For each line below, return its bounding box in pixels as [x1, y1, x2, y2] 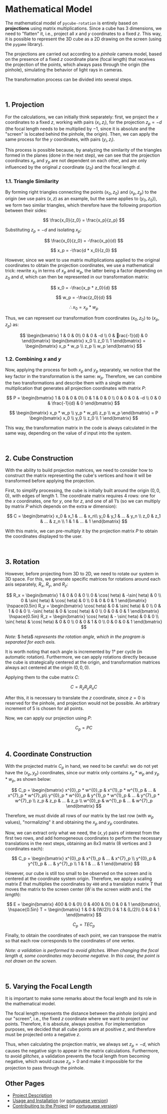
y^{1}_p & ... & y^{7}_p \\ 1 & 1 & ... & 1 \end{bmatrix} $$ [28, 861, 140, 867]
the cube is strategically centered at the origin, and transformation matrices [5, 659, 161, 665]
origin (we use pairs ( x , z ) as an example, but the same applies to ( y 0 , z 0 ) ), [5, 196, 158, 203]
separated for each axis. [5, 639, 56, 645]
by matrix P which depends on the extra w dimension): [5, 503, 117, 509]
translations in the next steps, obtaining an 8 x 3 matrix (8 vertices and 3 [5, 841, 152, 847]
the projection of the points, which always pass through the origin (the [5, 61, 150, 67]
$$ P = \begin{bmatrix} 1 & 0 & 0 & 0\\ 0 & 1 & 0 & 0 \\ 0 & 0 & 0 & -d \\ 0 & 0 [6, 395, 161, 401]
